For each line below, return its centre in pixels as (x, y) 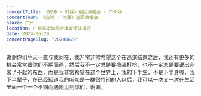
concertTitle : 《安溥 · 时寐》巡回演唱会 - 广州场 (64, 12)
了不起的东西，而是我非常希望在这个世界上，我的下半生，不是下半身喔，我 (103, 72)
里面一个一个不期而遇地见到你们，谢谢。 (56, 87)
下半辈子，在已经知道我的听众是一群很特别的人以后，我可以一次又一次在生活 (100, 79)
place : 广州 (20, 23)
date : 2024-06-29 (28, 34)
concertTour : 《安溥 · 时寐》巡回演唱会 (52, 17)
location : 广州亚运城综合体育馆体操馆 (49, 28)
